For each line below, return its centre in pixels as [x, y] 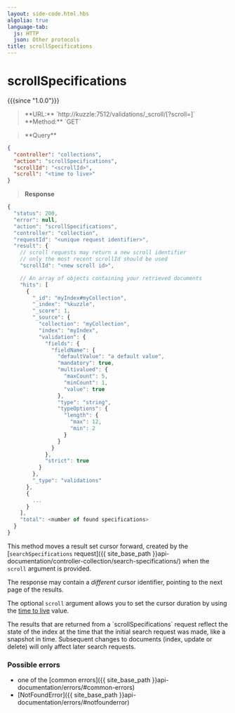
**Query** [41, 135]
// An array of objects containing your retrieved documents [111, 278]
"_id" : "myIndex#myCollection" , [80, 298]
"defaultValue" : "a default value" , [111, 356]
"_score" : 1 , [52, 311]
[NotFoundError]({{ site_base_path [67, 695]
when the [196, 561]
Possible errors [34, 665]
